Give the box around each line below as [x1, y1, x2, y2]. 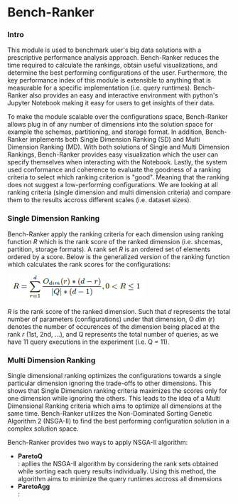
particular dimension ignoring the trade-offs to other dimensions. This [7, 379, 212, 388]
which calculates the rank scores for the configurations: [7, 260, 171, 268]
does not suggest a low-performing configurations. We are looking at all [7, 181, 218, 189]
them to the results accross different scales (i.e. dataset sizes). [7, 196, 192, 204]
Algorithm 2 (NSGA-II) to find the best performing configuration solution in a [7, 417, 229, 426]
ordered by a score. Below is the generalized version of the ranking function [7, 252, 230, 261]
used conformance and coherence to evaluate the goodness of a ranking [7, 165, 222, 174]
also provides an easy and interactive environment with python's [29, 91, 219, 100]
